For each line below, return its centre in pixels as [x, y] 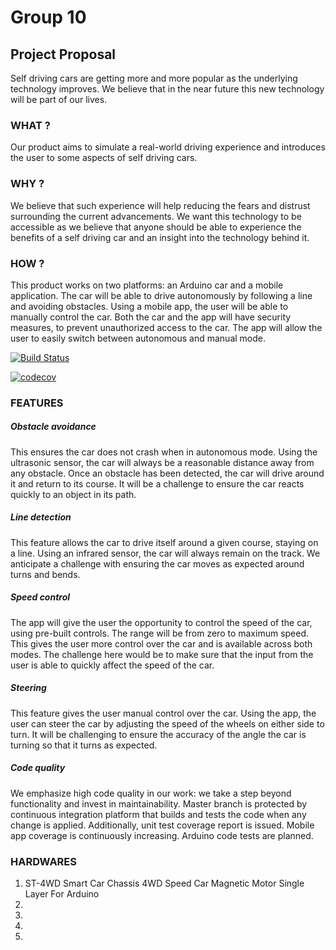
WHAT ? [30, 125]
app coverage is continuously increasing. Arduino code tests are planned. [162, 835]
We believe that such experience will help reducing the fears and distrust [160, 205]
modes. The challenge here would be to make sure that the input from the [162, 654]
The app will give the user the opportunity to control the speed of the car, [161, 622]
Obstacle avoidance [53, 427]
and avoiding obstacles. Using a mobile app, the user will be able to [149, 306]
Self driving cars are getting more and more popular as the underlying [154, 78]
